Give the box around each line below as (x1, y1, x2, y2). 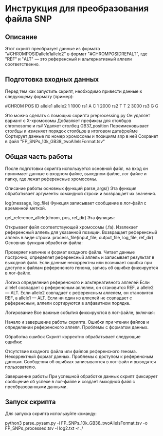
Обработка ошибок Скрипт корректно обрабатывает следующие (5, 333, 141, 339)
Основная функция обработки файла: (5, 240, 83, 246)
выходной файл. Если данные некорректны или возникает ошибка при (5, 259, 152, 265)
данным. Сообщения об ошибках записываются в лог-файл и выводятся (5, 358, 156, 364)
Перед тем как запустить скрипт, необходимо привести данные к (5, 88, 142, 94)
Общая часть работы (5, 152, 73, 161)
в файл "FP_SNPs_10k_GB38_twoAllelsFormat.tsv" (5, 138, 105, 144)
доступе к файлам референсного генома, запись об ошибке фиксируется (5, 265, 158, 270)
